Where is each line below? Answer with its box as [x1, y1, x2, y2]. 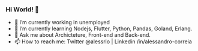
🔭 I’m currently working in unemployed [14, 19, 110, 26]
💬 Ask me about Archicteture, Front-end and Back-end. [14, 31, 151, 39]
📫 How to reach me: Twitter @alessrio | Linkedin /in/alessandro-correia [14, 38, 193, 45]
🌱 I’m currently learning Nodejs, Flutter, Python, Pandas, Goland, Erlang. [14, 25, 193, 32]
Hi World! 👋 [5, 5, 40, 14]
